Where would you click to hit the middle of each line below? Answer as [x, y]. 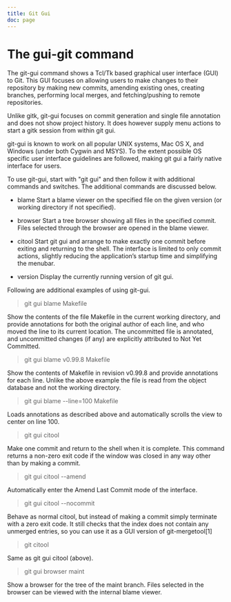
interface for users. [34, 166]
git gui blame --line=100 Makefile [71, 401]
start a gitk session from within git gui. [61, 130]
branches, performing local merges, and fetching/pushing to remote [104, 95]
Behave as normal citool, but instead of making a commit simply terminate [112, 517]
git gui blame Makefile [56, 304]
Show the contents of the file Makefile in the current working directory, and [114, 317]
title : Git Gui [29, 13]
